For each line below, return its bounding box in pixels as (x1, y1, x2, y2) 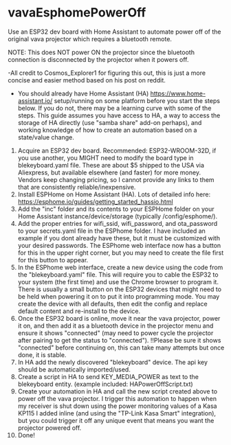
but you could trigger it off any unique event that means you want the (17, 416, 214, 424)
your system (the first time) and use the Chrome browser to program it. (17, 277, 219, 286)
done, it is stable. (17, 350, 67, 358)
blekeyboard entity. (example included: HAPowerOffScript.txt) (17, 380, 193, 388)
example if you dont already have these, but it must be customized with (17, 233, 221, 242)
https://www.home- (150, 89, 206, 98)
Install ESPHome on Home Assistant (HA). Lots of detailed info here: (17, 190, 211, 198)
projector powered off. (17, 424, 82, 432)
